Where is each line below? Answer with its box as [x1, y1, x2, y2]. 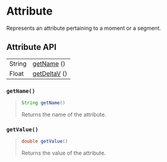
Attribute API [6, 42, 57, 52]
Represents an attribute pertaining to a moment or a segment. [6, 24, 162, 32]
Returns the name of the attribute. [21, 111, 107, 118]
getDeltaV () [32, 69, 68, 77]
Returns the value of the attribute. [21, 149, 106, 157]
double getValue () [21, 138, 68, 144]
